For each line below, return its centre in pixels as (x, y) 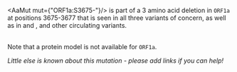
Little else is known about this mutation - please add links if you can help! (116, 61)
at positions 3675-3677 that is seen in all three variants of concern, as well (117, 18)
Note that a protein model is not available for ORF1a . (82, 47)
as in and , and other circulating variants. (67, 25)
